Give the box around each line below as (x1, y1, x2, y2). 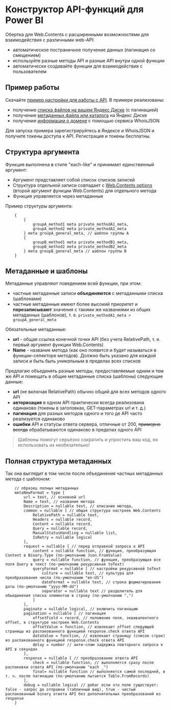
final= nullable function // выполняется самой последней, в (32, 669, 166, 674)
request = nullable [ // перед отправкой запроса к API (23, 544, 145, 549)
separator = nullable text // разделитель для (41, 589, 143, 594)
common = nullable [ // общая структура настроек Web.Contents (23, 508, 161, 513)
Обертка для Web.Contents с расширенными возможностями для (5, 31, 149, 37)
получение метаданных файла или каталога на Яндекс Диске (12, 112, 147, 118)
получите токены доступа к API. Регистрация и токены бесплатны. (5, 133, 151, 139)
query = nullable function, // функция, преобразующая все (32, 557, 161, 563)
